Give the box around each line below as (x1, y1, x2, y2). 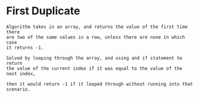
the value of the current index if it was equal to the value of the (6, 65, 183, 71)
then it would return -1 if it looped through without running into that (6, 81, 194, 87)
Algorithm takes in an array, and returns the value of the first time (6, 24, 188, 30)
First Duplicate (6, 4, 80, 18)
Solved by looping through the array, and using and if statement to (6, 55, 183, 61)
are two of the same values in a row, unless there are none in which (6, 34, 185, 40)
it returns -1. (6, 45, 44, 51)
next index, (6, 70, 36, 77)
